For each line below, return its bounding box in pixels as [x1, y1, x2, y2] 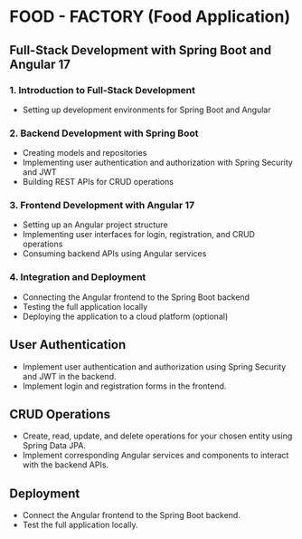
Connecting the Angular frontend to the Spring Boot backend [22, 292, 250, 303]
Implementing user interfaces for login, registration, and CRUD [22, 229, 256, 240]
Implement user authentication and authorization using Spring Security [22, 361, 287, 372]
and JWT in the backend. [22, 371, 117, 381]
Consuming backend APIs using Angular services [22, 248, 207, 259]
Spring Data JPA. [22, 440, 86, 451]
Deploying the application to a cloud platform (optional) [22, 311, 229, 322]
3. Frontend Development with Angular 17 [9, 199, 195, 212]
